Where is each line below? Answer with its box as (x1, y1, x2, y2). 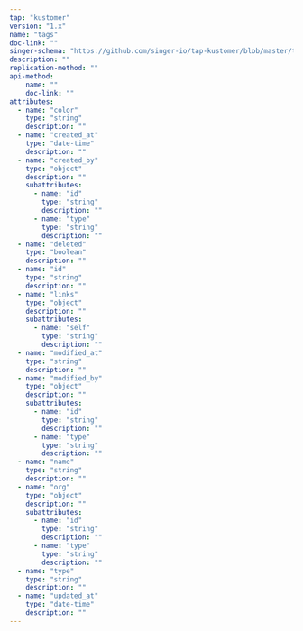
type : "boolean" (25, 248, 87, 257)
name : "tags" (9, 30, 59, 39)
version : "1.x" (9, 22, 67, 31)
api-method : (9, 72, 54, 81)
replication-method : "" (9, 64, 99, 73)
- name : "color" (17, 105, 78, 114)
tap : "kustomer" (9, 13, 70, 23)
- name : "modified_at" (17, 348, 103, 357)
